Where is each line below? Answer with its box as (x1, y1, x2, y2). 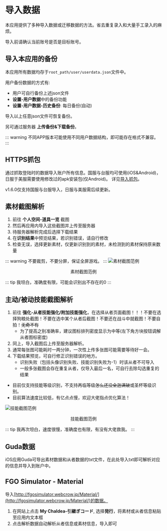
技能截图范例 (70, 416, 97, 422)
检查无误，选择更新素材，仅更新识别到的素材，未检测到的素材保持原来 (12, 241, 157, 247)
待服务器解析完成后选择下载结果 (12, 229, 78, 235)
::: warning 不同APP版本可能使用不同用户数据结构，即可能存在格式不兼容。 (5, 134, 159, 140)
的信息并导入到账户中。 (5, 463, 53, 468)
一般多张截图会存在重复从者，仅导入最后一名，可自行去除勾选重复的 (19, 365, 160, 371)
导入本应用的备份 (5, 55, 58, 63)
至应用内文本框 (12, 514, 43, 520)
